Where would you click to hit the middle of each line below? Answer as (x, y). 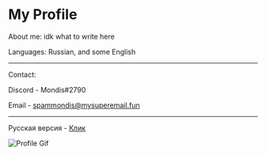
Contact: (23, 74)
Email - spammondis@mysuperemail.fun (74, 105)
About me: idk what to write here (61, 36)
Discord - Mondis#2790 (47, 89)
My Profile (43, 15)
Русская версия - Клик (47, 127)
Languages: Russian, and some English (72, 51)
